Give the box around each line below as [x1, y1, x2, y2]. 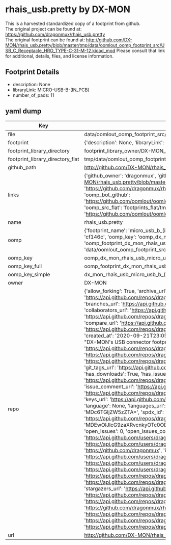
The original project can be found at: [5, 25, 82, 32]
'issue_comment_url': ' [83, 383, 138, 390]
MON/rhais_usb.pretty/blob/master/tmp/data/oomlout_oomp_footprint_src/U [5, 42, 165, 48]
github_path [8, 164, 37, 171]
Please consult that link [116, 47, 165, 54]
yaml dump [5, 107, 42, 116]
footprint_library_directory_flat [8, 155, 79, 163]
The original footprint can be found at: [5, 37, 85, 43]
